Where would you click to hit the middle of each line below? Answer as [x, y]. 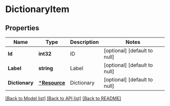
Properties [22, 28]
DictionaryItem [37, 9]
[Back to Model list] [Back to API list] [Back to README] [63, 98]
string [46, 68]
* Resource [52, 83]
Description [84, 42]
